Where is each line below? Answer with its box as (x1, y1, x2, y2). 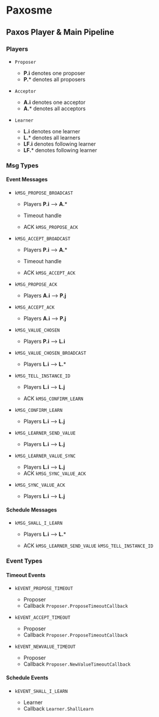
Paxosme (6, 4, 52, 17)
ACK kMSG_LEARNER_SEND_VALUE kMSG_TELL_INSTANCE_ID (23, 542, 154, 549)
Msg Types (6, 161, 39, 169)
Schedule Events (6, 674, 49, 681)
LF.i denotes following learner (23, 140, 96, 148)
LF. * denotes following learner (23, 146, 97, 153)
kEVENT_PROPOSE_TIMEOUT (14, 585, 74, 592)
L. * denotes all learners (23, 134, 81, 141)
